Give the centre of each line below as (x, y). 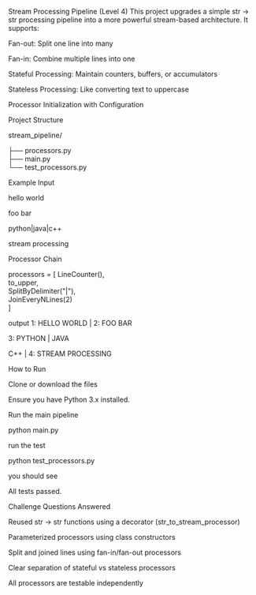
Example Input (32, 182)
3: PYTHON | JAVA (39, 338)
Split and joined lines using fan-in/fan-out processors (95, 552)
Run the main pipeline (43, 415)
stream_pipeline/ (35, 135)
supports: (24, 28)
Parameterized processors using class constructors (92, 537)
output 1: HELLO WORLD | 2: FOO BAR (70, 323)
